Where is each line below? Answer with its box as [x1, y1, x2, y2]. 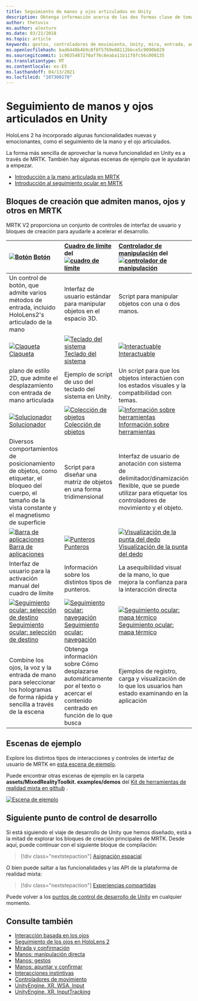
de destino [9, 635, 39, 643]
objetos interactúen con [118, 374, 184, 382]
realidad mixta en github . [6, 784, 68, 791]
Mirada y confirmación [14, 944, 70, 952]
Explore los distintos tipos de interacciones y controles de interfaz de [6, 754, 174, 761]
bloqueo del [9, 481, 42, 490]
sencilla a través [9, 700, 54, 708]
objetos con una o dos [118, 299, 180, 308]
